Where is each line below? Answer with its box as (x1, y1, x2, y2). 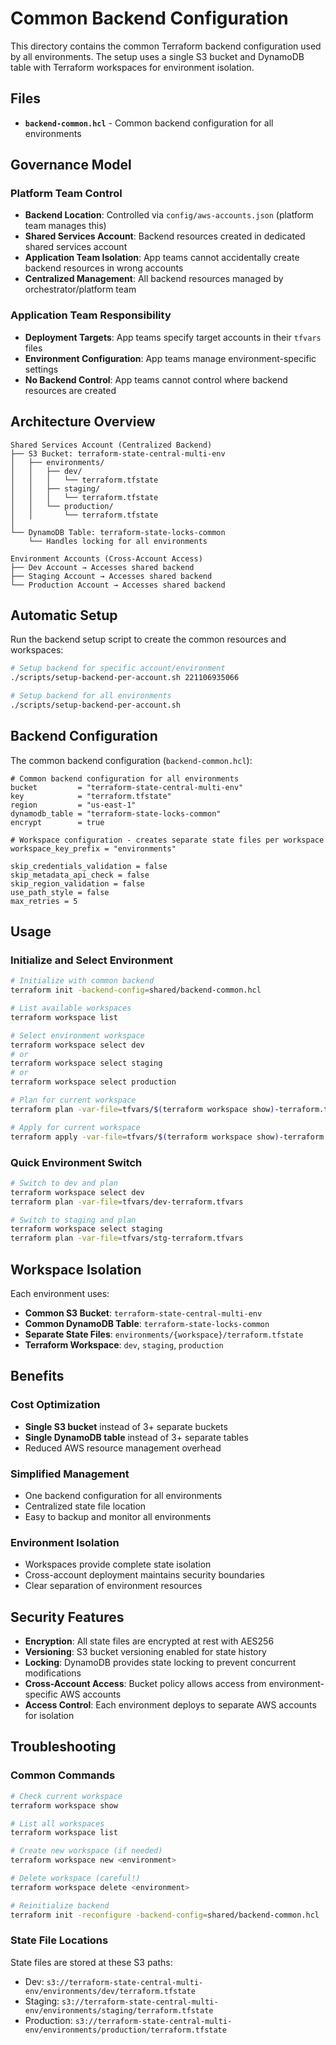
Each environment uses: (10, 1287, 110, 1299)
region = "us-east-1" (10, 800, 137, 810)
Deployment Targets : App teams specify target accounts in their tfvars (24, 331, 322, 343)
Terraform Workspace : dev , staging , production (24, 1338, 224, 1351)
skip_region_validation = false (10, 878, 145, 889)
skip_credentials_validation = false (10, 861, 168, 871)
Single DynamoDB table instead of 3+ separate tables (24, 1431, 249, 1443)
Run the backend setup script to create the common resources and (10, 633, 287, 646)
